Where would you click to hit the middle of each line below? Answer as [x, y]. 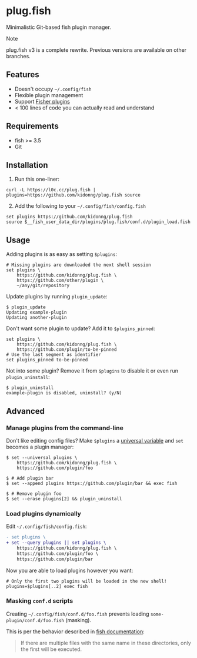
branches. [18, 56]
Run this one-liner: [37, 179]
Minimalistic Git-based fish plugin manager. [59, 27]
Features [23, 75]
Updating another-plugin [36, 318]
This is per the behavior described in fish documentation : [76, 632]
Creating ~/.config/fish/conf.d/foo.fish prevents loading [78, 614]
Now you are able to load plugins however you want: [70, 570]
